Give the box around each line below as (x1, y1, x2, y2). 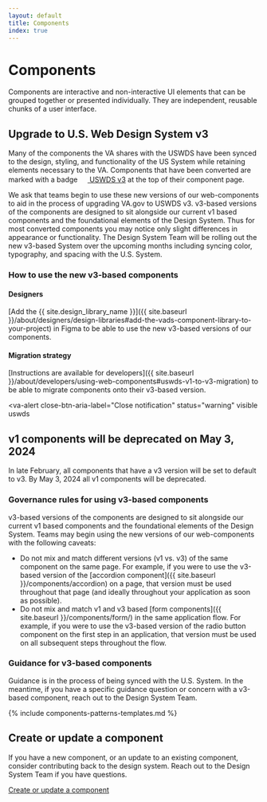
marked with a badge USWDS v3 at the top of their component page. (8, 175, 245, 184)
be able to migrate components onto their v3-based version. (8, 385, 206, 395)
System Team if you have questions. (8, 769, 128, 779)
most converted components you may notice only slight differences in (8, 224, 238, 234)
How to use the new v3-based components (8, 269, 179, 281)
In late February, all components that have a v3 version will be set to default (8, 466, 257, 475)
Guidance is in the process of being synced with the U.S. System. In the (8, 675, 244, 686)
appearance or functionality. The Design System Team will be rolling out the (8, 233, 257, 242)
